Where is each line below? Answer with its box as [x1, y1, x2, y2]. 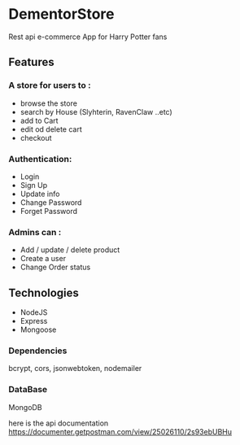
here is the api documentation [8, 418, 109, 428]
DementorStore [8, 5, 116, 24]
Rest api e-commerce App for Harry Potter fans [8, 32, 168, 41]
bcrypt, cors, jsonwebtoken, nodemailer [8, 364, 142, 373]
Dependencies [8, 345, 68, 356]
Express [20, 316, 48, 326]
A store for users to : [8, 80, 91, 91]
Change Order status [20, 262, 91, 273]
